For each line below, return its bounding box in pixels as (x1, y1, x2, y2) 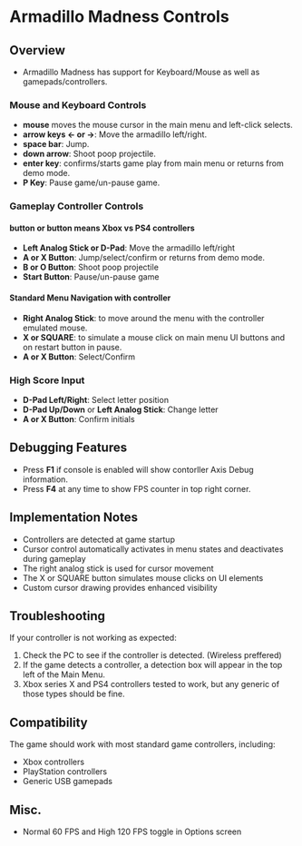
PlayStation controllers (22, 766, 107, 777)
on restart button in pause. (22, 341, 122, 352)
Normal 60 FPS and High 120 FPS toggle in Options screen (22, 826, 242, 837)
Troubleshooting (9, 608, 106, 624)
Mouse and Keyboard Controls (9, 98, 147, 111)
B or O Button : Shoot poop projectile (22, 261, 159, 273)
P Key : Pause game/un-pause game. (22, 177, 161, 188)
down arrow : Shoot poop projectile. (22, 148, 157, 160)
